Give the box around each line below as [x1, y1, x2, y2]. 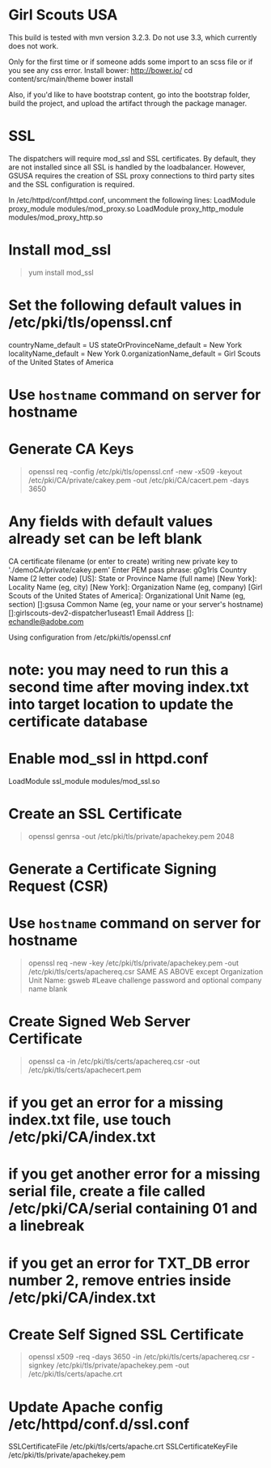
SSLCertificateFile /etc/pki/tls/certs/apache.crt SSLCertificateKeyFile [8, 1441, 239, 1452]
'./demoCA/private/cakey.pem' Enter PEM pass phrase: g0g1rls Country [8, 565, 248, 575]
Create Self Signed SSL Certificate [8, 1325, 244, 1343]
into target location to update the [8, 695, 234, 713]
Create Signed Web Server [8, 1012, 191, 1031]
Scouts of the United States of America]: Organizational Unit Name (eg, [8, 590, 246, 601]
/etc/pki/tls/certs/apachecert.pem [28, 1064, 142, 1075]
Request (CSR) [8, 877, 109, 896]
